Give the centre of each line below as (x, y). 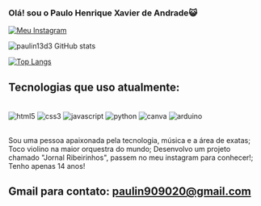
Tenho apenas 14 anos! (47, 166)
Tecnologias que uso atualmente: (94, 87)
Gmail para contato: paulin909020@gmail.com (130, 192)
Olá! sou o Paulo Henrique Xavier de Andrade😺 (103, 13)
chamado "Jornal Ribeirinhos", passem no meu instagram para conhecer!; (131, 158)
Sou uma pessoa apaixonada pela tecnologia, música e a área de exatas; (129, 140)
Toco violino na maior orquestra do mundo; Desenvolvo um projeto (120, 149)
